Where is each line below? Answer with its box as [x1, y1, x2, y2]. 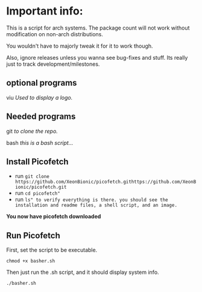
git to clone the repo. [6, 127, 58, 135]
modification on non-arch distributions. [6, 30, 104, 37]
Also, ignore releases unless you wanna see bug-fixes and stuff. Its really [6, 54, 188, 61]
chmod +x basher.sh [6, 258, 55, 264]
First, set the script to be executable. [6, 246, 98, 254]
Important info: [6, 4, 83, 18]
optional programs [6, 78, 77, 88]
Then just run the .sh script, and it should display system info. [6, 268, 159, 276]
